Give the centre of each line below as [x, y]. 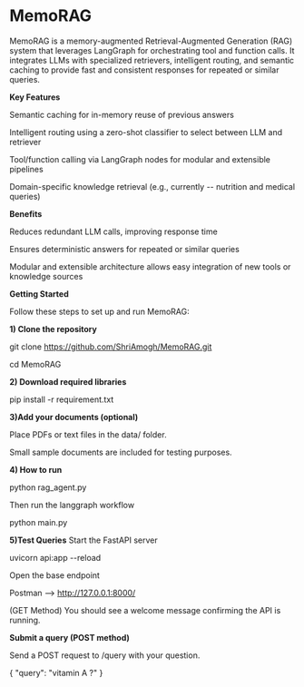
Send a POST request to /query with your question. [105, 655]
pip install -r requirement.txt [62, 399]
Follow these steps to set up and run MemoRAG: [99, 311]
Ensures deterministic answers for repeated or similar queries [125, 249]
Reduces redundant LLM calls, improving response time [113, 231]
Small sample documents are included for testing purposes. [121, 452]
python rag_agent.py [48, 487]
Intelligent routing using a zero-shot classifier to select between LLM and [146, 132]
